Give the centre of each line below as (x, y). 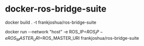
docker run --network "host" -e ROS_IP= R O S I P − (54, 32)
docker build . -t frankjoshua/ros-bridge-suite (51, 22)
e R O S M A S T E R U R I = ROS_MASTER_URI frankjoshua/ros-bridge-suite (72, 38)
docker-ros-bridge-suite (56, 9)
